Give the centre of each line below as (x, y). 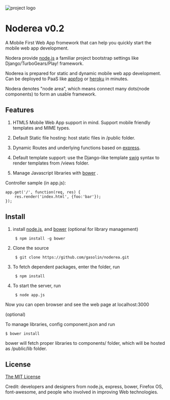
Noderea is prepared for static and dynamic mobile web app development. (83, 73)
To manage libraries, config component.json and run (60, 324)
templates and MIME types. (41, 128)
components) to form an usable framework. (51, 94)
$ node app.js (30, 295)
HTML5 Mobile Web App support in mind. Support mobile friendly (81, 122)
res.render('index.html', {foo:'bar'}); (58, 197)
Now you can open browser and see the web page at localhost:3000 (77, 304)
